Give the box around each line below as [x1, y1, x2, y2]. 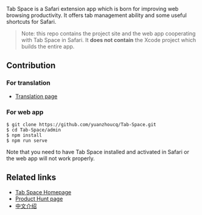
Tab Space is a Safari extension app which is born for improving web [6, 5, 179, 12]
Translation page [15, 93, 58, 100]
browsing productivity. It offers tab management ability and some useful [6, 12, 187, 19]
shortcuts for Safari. [6, 18, 57, 25]
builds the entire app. [21, 43, 75, 50]
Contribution [6, 60, 56, 71]
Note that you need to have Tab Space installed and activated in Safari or [6, 148, 190, 155]
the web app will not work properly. [6, 155, 96, 162]
